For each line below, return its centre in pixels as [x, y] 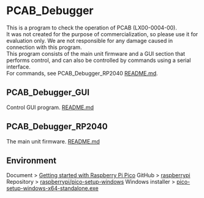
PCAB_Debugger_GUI [48, 93]
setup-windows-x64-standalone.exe [53, 188]
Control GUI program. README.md [50, 107]
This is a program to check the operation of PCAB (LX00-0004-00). [92, 28]
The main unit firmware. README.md [53, 141]
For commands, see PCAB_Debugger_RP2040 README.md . [82, 73]
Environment [32, 160]
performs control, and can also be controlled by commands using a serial [99, 60]
